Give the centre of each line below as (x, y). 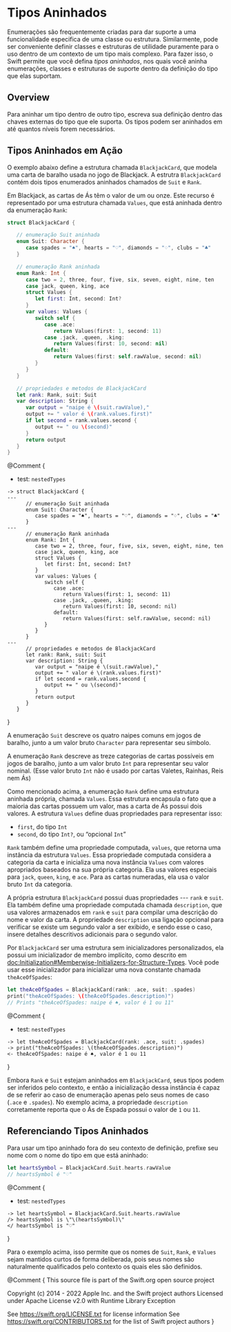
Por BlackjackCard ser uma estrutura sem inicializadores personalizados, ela (115, 948)
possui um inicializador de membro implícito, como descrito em (97, 955)
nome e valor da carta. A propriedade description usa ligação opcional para (115, 920)
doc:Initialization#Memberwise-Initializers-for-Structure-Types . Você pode (113, 963)
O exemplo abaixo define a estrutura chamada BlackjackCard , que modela (112, 167)
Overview (29, 98)
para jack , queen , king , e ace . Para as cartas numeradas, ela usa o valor (108, 877)
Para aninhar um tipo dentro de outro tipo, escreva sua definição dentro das (115, 114)
